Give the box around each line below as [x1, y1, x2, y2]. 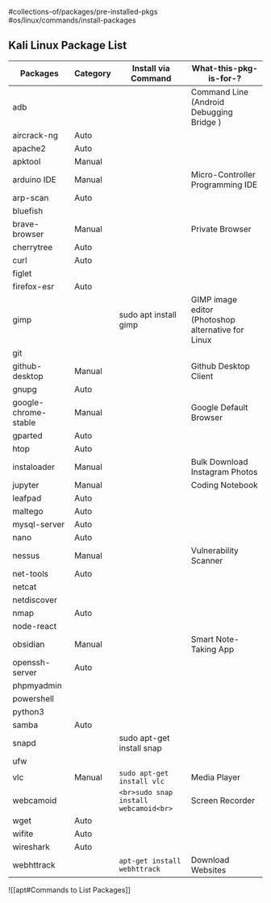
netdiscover [12, 594, 58, 605]
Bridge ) [190, 116, 222, 127]
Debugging [190, 106, 234, 118]
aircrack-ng [12, 129, 59, 140]
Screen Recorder [190, 794, 256, 805]
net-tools [12, 568, 48, 579]
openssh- [12, 656, 51, 668]
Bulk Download [190, 456, 248, 467]
